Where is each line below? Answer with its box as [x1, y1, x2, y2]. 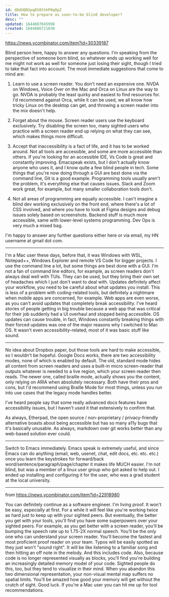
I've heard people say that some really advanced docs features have [5, 400, 147, 406]
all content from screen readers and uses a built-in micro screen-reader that [5, 363, 163, 369]
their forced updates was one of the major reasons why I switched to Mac [5, 322, 158, 328]
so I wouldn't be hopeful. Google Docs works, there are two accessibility [5, 352, 156, 358]
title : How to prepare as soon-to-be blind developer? [5, 12, 123, 17]
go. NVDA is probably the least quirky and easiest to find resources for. [12, 92, 160, 98]
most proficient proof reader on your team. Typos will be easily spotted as [5, 539, 159, 545]
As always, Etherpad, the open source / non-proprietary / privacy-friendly [5, 415, 158, 421]
